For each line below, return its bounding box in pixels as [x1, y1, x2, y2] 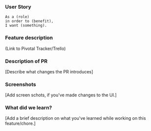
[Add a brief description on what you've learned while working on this [5, 115, 146, 121]
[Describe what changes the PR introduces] [5, 68, 93, 74]
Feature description [5, 34, 53, 41]
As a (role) [5, 15, 29, 20]
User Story [5, 3, 31, 10]
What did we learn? [5, 104, 52, 111]
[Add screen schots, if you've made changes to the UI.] [5, 92, 117, 98]
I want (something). [5, 23, 48, 28]
